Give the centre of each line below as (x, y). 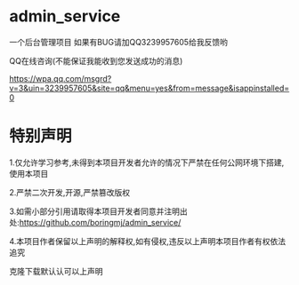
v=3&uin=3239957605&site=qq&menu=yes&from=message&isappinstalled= (149, 88)
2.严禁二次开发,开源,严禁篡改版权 (70, 192)
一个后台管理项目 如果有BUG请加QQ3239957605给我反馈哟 (119, 42)
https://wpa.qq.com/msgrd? (61, 78)
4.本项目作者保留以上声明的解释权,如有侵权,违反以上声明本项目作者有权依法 (148, 241)
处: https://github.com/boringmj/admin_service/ (95, 222)
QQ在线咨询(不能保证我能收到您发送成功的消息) (96, 60)
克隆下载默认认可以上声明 (56, 271)
